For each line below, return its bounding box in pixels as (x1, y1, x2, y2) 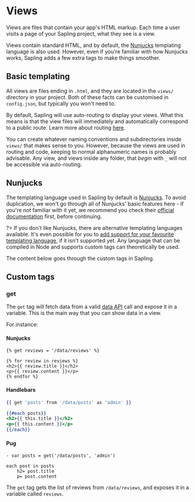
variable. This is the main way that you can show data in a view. (6, 310, 162, 317)
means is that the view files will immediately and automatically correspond (6, 118, 188, 125)
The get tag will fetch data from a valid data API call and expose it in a (6, 303, 177, 310)
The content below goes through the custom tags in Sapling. (6, 254, 155, 262)
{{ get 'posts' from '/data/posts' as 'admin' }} (6, 399, 132, 405)
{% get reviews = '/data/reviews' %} (6, 348, 100, 354)
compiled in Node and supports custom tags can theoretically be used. (6, 243, 180, 250)
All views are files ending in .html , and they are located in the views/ (6, 87, 174, 94)
